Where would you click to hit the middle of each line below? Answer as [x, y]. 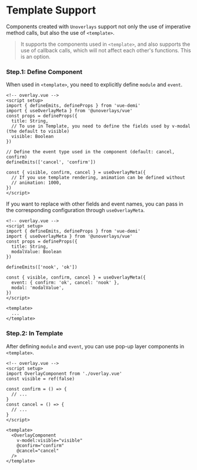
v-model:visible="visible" [50, 440]
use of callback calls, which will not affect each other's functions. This [106, 50]
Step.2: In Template [35, 334]
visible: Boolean [33, 137]
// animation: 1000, [36, 183]
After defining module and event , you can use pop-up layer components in [95, 346]
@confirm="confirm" [41, 445]
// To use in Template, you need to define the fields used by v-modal [101, 126]
